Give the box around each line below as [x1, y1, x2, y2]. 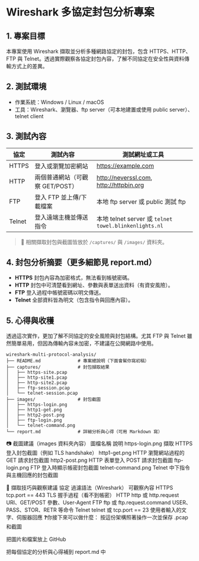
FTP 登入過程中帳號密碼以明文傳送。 [14, 289, 105, 296]
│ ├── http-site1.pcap [6, 375, 68, 381]
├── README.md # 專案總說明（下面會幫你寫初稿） [6, 358, 149, 364]
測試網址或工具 [122, 150, 165, 159]
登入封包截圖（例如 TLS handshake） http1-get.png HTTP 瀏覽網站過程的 [6, 449, 185, 457]
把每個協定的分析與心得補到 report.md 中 [6, 549, 106, 556]
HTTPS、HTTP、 [149, 48, 191, 55]
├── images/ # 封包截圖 [6, 397, 101, 402]
